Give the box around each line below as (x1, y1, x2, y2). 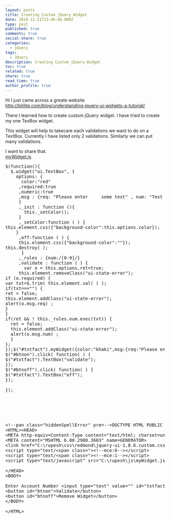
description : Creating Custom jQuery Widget (5, 59, 101, 65)
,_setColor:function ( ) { (18, 219, 86, 225)
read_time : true (5, 78, 39, 83)
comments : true (5, 31, 37, 36)
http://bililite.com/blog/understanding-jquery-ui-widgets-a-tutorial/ (5, 102, 145, 108)
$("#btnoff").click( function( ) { (5, 367, 94, 373)
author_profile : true (5, 83, 51, 88)
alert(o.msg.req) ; (5, 300, 54, 307)
